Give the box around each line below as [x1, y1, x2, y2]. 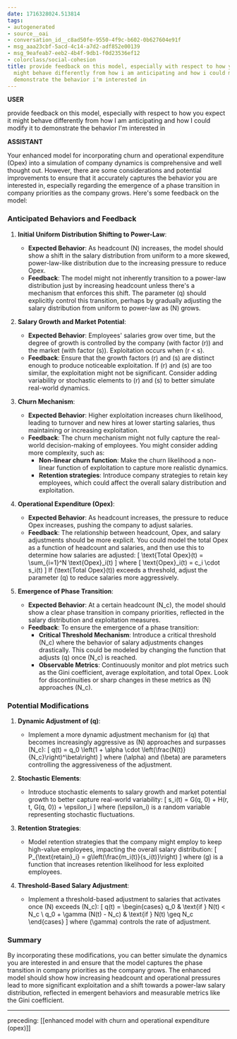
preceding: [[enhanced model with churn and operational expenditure [7, 1016, 210, 1025]
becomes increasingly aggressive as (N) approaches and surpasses [28, 738, 226, 746]
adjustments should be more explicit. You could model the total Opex [28, 536, 229, 544]
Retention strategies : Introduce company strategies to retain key [38, 471, 228, 479]
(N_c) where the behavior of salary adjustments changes [38, 638, 204, 647]
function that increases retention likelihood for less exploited [28, 860, 205, 868]
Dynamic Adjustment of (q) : [17, 716, 101, 725]
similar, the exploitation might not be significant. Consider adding [28, 368, 217, 377]
